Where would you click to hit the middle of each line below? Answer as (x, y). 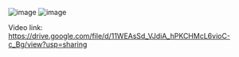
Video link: (25, 27)
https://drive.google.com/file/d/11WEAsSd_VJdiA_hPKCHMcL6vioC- (119, 36)
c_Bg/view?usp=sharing (48, 44)
